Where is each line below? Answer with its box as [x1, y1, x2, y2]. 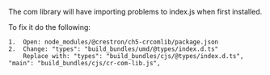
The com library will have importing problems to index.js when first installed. [8, 7, 263, 16]
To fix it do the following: [8, 23, 91, 31]
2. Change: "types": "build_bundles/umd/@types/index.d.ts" [8, 45, 219, 53]
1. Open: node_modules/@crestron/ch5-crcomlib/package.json [8, 38, 219, 46]
